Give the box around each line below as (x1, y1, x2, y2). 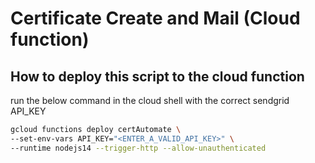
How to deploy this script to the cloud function (10, 68, 305, 85)
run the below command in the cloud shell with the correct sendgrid (10, 95, 290, 106)
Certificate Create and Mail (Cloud (10, 7, 301, 30)
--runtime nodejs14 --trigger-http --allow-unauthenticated (10, 143, 267, 153)
